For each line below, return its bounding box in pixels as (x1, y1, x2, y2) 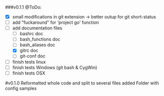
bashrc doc (19, 31, 43, 37)
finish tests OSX (12, 70, 46, 76)
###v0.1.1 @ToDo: (5, 4, 42, 10)
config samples (5, 85, 37, 91)
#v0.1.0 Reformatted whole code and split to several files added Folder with (5, 80, 159, 86)
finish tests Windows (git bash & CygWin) (12, 64, 97, 70)
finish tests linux (12, 59, 46, 65)
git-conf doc (19, 53, 46, 59)
